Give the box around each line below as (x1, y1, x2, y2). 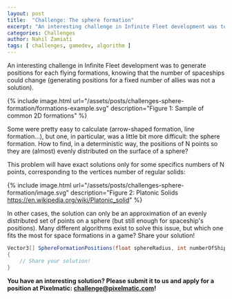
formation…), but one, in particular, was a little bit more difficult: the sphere (7, 132, 220, 141)
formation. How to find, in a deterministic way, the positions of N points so (7, 140, 218, 147)
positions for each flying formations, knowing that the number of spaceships (7, 69, 225, 77)
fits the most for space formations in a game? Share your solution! (7, 231, 195, 239)
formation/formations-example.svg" (7, 105, 109, 112)
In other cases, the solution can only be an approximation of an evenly (7, 209, 207, 217)
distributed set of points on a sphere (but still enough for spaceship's (7, 217, 204, 225)
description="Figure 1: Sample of (110, 105, 204, 112)
